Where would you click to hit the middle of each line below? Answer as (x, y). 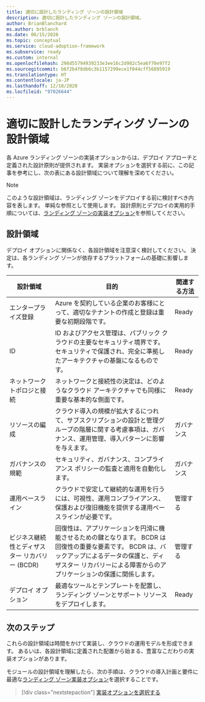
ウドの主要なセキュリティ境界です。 (113, 342)
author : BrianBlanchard (37, 23)
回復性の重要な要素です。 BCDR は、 (107, 546)
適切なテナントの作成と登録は (116, 312)
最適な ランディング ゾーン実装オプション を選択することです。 (84, 679)
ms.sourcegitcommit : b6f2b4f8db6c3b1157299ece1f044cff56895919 (88, 69)
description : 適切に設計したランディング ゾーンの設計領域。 (75, 18)
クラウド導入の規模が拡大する (98, 411)
